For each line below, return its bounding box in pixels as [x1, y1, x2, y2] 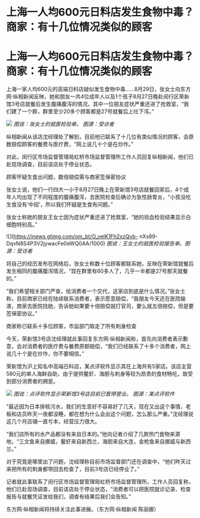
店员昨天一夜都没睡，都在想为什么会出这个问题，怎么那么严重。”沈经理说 [16, 410, 194, 417]
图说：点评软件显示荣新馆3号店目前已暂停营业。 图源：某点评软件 [13, 391, 175, 398]
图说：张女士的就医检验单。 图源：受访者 [13, 120, 114, 128]
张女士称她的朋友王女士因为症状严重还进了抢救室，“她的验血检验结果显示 [6, 214, 186, 221]
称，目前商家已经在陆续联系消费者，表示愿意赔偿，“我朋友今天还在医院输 [6, 295, 186, 302]
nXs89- [139, 233, 158, 240]
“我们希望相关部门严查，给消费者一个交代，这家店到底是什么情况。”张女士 [6, 288, 186, 295]
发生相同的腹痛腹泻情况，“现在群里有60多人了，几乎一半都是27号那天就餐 [6, 267, 189, 274]
